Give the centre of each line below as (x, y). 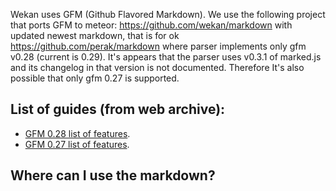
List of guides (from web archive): (118, 109)
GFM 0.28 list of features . (77, 133)
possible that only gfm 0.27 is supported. (95, 78)
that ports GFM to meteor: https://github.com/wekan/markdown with (151, 25)
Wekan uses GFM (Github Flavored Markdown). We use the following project (168, 14)
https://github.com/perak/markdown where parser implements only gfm (158, 46)
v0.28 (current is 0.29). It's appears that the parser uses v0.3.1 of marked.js (166, 57)
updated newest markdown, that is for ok (95, 35)
